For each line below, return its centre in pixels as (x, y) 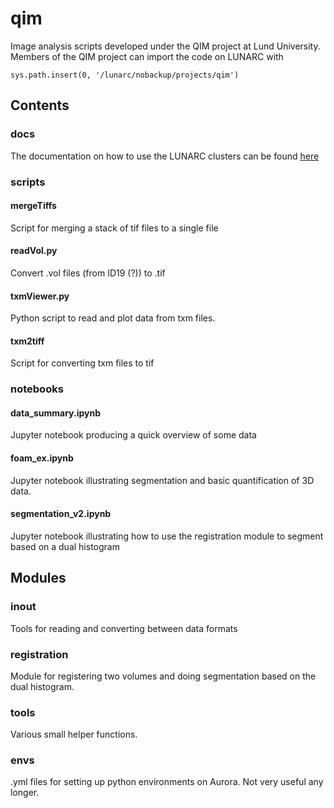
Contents (40, 105)
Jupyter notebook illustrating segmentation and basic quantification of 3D (162, 480)
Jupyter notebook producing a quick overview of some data (133, 435)
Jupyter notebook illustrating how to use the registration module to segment (167, 536)
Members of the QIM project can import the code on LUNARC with (147, 56)
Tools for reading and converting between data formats (124, 628)
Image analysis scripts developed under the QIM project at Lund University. (165, 46)
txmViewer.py (40, 296)
